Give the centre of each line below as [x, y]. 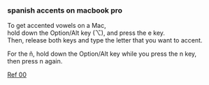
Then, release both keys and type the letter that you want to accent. [105, 40]
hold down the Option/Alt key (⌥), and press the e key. [86, 33]
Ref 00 [17, 75]
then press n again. [35, 61]
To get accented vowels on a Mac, [57, 26]
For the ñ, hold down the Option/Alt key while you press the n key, [102, 54]
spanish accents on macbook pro [65, 10]
